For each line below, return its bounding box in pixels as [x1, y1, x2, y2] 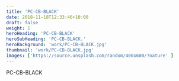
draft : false [6, 20, 39, 25]
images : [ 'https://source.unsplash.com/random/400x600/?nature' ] [6, 53, 174, 59]
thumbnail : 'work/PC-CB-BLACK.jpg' [6, 47, 94, 53]
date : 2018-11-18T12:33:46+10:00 [6, 14, 89, 20]
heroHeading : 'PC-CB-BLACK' [6, 31, 76, 37]
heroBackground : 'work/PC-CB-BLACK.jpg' [6, 42, 108, 48]
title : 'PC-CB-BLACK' [6, 8, 60, 15]
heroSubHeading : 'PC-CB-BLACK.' [6, 36, 86, 42]
